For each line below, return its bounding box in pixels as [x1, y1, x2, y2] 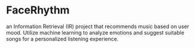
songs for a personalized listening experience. [6, 35, 119, 42]
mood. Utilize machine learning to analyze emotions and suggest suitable [6, 29, 184, 36]
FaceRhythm [6, 4, 70, 17]
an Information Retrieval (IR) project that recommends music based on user [6, 23, 189, 30]
